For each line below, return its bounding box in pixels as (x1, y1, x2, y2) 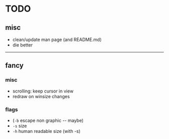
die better (12, 42, 33, 48)
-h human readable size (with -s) (12, 128, 80, 134)
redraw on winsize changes (12, 93, 70, 99)
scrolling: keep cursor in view (12, 88, 74, 94)
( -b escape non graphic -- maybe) (12, 117, 84, 123)
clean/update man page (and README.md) (12, 36, 102, 42)
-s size (12, 122, 27, 129)
